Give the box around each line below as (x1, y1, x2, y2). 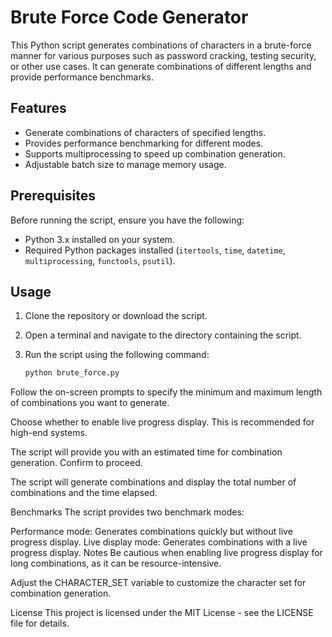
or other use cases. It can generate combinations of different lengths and (10, 60, 312, 72)
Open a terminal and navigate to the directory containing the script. (24, 329, 302, 341)
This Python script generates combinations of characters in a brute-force (10, 39, 312, 51)
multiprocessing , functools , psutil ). (24, 254, 176, 266)
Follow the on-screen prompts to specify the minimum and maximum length (10, 386, 323, 398)
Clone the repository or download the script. (24, 310, 208, 322)
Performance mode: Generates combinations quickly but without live (10, 526, 293, 538)
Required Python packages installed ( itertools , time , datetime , (24, 244, 286, 256)
